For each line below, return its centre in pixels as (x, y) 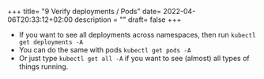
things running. (43, 66)
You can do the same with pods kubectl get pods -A (105, 50)
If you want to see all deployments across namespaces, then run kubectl (137, 35)
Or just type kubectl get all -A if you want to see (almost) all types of (134, 58)
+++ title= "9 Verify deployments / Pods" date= (85, 11)
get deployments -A (51, 42)
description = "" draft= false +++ (128, 20)
